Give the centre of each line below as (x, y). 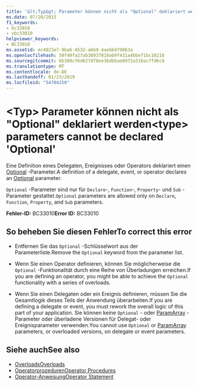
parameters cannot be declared (85, 137)
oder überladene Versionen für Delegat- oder (96, 319)
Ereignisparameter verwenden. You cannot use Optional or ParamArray (100, 325)
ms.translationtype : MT (35, 66)
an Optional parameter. (34, 178)
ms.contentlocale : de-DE (37, 72)
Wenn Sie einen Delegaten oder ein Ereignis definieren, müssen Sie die (101, 294)
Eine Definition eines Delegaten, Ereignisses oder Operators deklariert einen (98, 165)
